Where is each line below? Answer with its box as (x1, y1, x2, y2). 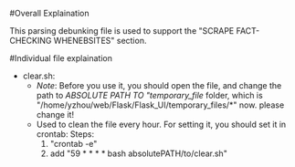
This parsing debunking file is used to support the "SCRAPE (9, 26, 235, 36)
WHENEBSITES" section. (53, 36, 147, 46)
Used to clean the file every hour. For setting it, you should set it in (36, 119, 287, 130)
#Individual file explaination (9, 53, 112, 63)
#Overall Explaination (9, 8, 90, 18)
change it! (36, 110, 75, 120)
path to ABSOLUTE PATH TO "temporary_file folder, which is (36, 90, 263, 100)
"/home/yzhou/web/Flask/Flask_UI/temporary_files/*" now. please (36, 99, 285, 110)
